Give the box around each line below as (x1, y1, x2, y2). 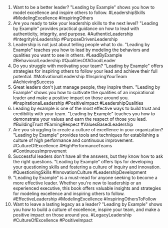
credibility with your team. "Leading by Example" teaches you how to (12, 111, 155, 117)
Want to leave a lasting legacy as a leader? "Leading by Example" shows (12, 201, 162, 207)
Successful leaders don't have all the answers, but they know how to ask (12, 153, 163, 159)
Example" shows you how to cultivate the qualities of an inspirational (12, 90, 154, 95)
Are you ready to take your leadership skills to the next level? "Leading (12, 20, 158, 26)
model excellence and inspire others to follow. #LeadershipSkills (12, 10, 145, 16)
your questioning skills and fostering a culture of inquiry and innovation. (12, 164, 161, 170)
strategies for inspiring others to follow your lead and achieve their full (12, 68, 158, 74)
